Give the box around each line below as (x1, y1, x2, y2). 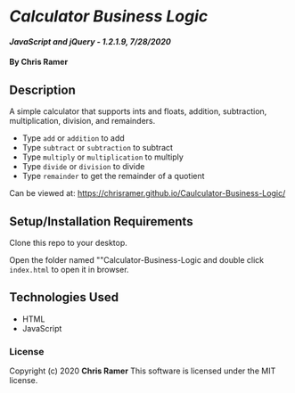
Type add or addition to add (21, 133, 125, 143)
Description (9, 82, 76, 97)
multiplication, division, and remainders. (9, 116, 156, 127)
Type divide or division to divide (21, 161, 145, 172)
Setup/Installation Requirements (9, 214, 193, 229)
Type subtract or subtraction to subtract (21, 143, 174, 153)
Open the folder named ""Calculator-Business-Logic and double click (9, 255, 265, 265)
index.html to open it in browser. (9, 265, 129, 274)
